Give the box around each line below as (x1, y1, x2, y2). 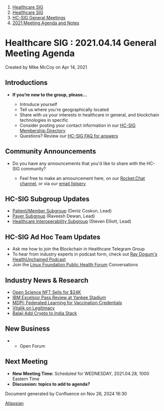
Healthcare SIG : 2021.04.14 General (5, 37, 157, 49)
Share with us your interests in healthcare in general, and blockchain (19, 111, 160, 118)
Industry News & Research (5, 276, 89, 284)
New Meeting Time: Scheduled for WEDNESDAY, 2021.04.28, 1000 (12, 370, 150, 376)
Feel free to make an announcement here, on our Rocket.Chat (19, 175, 145, 181)
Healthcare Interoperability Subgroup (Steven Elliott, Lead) (12, 218, 132, 224)
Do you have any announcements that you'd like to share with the (12, 160, 146, 166)
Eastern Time (12, 376, 40, 382)
